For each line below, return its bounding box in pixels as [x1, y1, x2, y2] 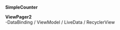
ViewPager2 [5, 14, 32, 19]
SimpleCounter [5, 4, 38, 10]
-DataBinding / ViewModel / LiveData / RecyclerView [5, 19, 115, 25]
